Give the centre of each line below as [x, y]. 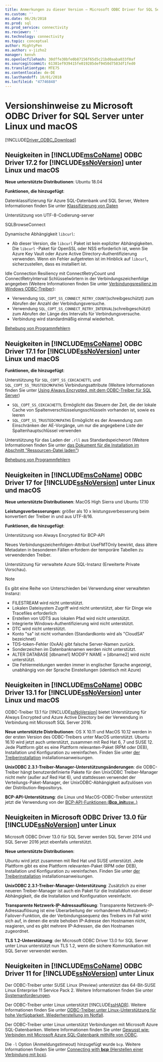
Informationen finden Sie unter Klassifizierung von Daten [62, 206]
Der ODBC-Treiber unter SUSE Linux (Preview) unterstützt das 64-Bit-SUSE [81, 985]
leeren [18, 415]
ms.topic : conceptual [27, 41]
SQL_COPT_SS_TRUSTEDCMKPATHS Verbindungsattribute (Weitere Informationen [80, 385]
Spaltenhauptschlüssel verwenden [47, 431]
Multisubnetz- [135, 910]
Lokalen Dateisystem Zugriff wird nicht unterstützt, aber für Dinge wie [82, 608]
